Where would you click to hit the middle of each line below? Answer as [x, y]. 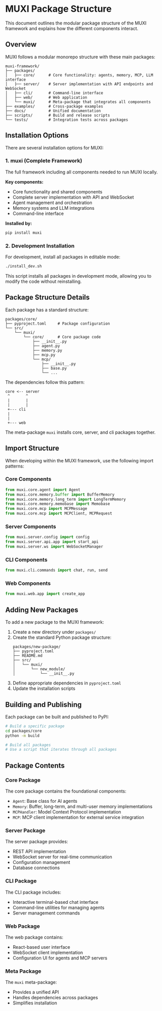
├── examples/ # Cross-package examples [54, 106]
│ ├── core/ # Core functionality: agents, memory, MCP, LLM [79, 75]
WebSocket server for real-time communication [62, 857]
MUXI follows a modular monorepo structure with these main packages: [80, 57]
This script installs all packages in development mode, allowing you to [78, 276]
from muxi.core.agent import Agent [43, 490]
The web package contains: [34, 937]
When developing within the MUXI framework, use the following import [79, 460]
